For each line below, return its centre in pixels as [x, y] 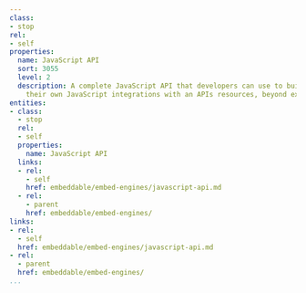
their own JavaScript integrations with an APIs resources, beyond [156, 94]
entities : [28, 103]
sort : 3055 [38, 69]
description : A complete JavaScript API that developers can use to [150, 86]
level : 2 [34, 78]
